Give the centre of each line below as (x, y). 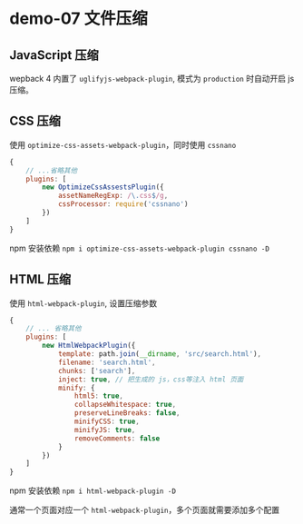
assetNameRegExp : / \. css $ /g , (113, 196)
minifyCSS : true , (107, 421)
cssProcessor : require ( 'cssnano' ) (123, 204)
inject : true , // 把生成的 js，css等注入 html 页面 (151, 379)
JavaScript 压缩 (54, 55)
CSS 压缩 (35, 121)
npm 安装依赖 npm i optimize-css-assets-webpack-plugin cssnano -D (140, 248)
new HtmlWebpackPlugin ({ (89, 346)
